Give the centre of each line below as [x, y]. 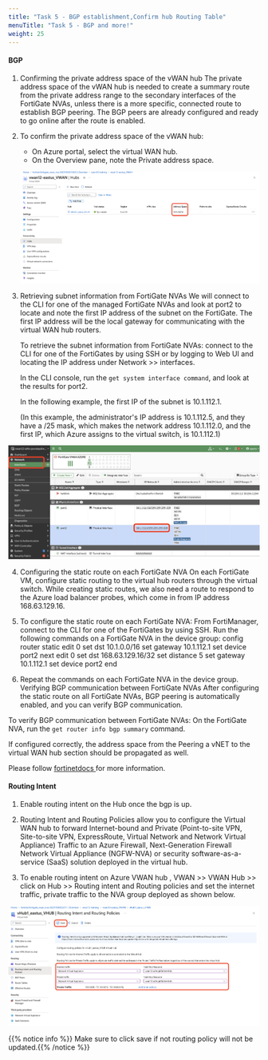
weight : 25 [26, 34]
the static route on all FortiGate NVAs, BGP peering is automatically [130, 696]
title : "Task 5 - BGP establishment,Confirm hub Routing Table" [117, 17]
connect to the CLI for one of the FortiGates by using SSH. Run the [129, 629]
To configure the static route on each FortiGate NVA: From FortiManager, [139, 621]
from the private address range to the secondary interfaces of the [128, 95]
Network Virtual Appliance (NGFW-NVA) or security [104, 853]
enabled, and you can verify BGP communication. [101, 705]
